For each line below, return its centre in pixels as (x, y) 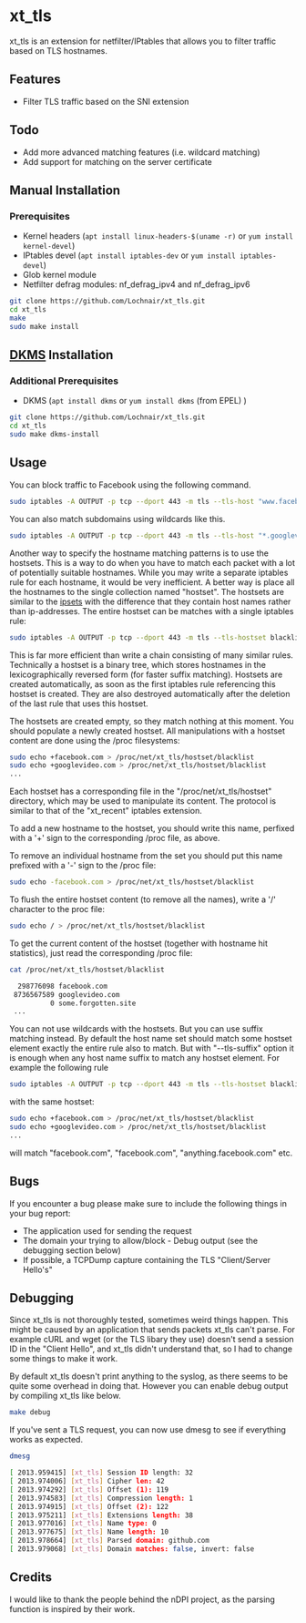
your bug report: (40, 1213)
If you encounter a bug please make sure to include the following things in (148, 1203)
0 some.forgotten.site (93, 1003)
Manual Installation (65, 190)
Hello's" (37, 1269)
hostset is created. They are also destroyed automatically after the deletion (150, 693)
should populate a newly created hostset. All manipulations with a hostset (147, 731)
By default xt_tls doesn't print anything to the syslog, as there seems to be (149, 1376)
